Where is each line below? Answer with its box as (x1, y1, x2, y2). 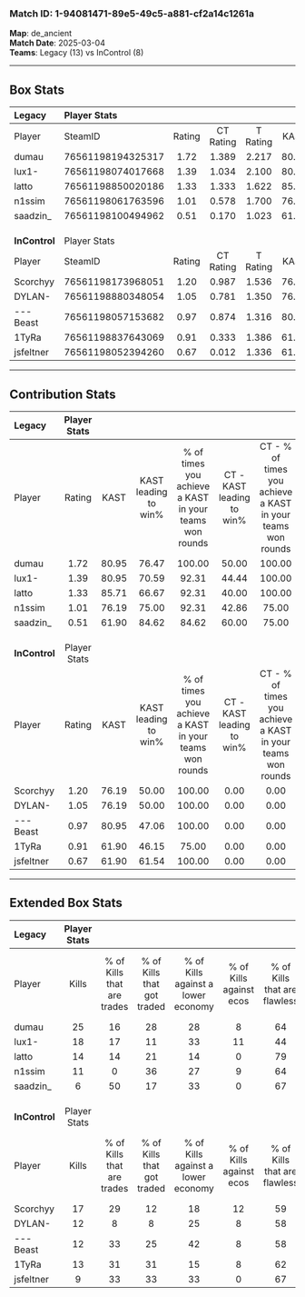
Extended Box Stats (9, 895, 123, 911)
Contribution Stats (9, 386, 116, 402)
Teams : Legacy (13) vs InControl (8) (9, 47, 144, 58)
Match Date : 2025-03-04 (9, 37, 106, 48)
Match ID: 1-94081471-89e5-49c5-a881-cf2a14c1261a (9, 7, 254, 20)
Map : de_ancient (9, 28, 73, 39)
